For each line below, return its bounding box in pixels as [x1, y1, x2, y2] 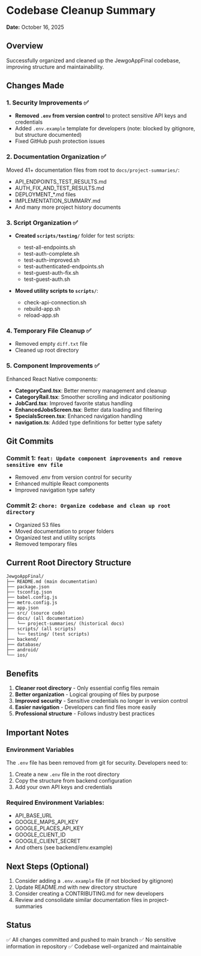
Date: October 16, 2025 [6, 23, 64, 31]
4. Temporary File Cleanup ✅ [6, 326, 92, 335]
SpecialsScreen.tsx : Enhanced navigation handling [14, 412, 143, 419]
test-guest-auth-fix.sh [23, 269, 79, 277]
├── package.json [6, 584, 50, 590]
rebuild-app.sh [23, 305, 61, 313]
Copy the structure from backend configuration [14, 777, 132, 784]
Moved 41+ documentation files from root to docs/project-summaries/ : [6, 166, 180, 173]
